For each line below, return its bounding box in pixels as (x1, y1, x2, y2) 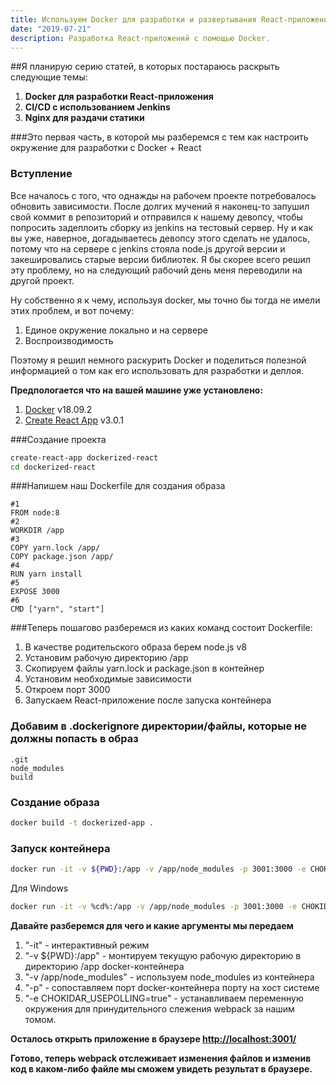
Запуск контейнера (10, 841, 111, 855)
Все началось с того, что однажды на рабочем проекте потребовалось (10, 189, 317, 201)
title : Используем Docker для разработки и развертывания (10, 14, 257, 25)
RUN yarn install (10, 569, 83, 580)
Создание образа (10, 795, 100, 809)
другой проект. (10, 274, 75, 286)
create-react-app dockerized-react (10, 452, 159, 463)
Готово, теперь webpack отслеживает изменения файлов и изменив (10, 1052, 312, 1064)
